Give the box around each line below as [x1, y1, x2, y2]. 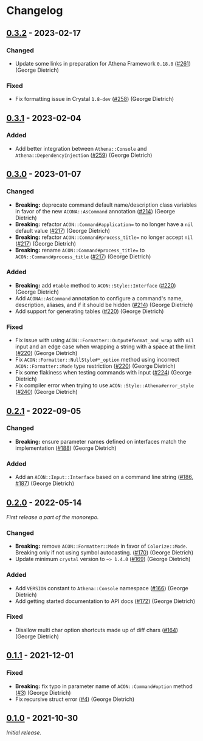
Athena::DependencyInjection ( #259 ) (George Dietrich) [15, 151, 153, 159]
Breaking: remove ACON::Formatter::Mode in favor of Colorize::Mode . [15, 542, 187, 550]
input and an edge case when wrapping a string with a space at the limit [15, 343, 196, 350]
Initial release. [6, 729, 41, 736]
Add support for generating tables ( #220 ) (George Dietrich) [15, 308, 164, 315]
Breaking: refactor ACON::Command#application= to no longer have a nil [15, 220, 193, 228]
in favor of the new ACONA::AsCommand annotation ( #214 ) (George [15, 207, 175, 215]
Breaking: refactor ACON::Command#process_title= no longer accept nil [15, 233, 193, 241]
